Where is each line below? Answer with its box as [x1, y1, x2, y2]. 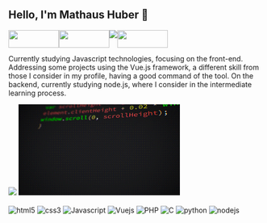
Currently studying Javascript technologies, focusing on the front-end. [8, 53, 244, 63]
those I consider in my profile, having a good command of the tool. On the [8, 70, 254, 81]
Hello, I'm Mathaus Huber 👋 [8, 8, 149, 22]
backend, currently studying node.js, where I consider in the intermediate [8, 79, 252, 89]
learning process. [8, 88, 67, 98]
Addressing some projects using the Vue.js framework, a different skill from [8, 62, 260, 72]
